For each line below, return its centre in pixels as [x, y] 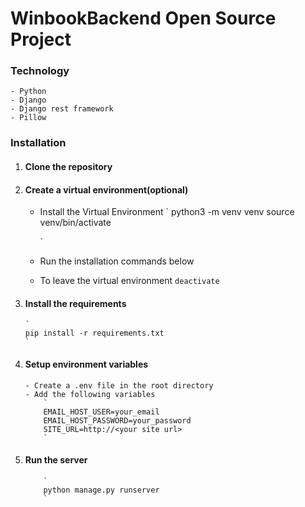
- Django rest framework [62, 109]
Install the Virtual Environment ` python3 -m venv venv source [167, 212]
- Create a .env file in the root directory [119, 385]
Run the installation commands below [117, 261]
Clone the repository [68, 166]
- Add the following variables [90, 394]
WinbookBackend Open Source [143, 18]
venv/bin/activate [75, 223]
